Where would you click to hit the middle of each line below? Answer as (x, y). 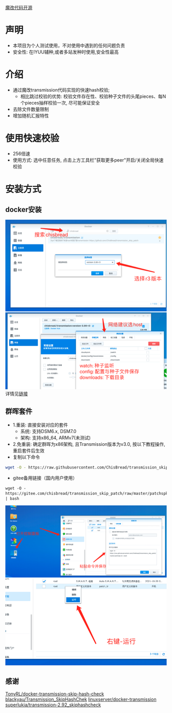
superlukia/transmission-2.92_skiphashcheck (53, 705)
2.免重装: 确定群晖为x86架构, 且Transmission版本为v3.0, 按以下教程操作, (89, 444)
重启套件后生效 (28, 450)
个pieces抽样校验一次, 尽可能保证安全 (60, 102)
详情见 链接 (17, 393)
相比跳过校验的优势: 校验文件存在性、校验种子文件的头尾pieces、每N (93, 96)
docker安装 (24, 210)
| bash (12, 498)
